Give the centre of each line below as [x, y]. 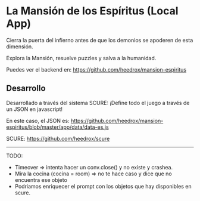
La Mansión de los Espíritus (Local [92, 11]
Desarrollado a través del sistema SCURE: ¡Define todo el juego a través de [98, 103]
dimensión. [20, 47]
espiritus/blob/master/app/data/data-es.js [57, 127]
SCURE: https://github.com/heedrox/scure [58, 138]
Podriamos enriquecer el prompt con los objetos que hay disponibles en [103, 186]
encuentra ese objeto [41, 180]
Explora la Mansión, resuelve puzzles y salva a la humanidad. [81, 58]
